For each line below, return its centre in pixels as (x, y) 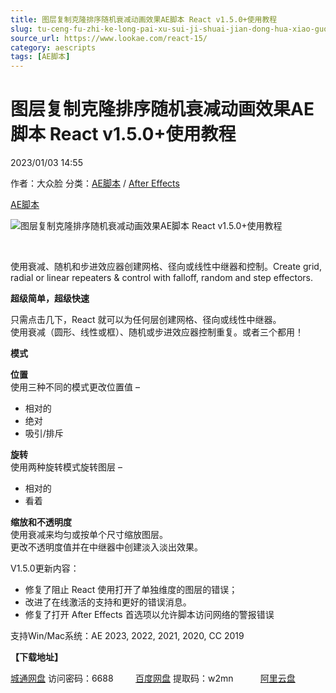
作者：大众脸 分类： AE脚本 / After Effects (95, 183)
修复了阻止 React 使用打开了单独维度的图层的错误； (131, 590)
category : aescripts (53, 47)
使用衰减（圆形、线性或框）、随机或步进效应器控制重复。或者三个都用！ (157, 332)
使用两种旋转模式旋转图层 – (66, 467)
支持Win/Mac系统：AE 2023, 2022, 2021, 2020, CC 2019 (127, 636)
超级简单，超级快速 (50, 298)
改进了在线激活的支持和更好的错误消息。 (108, 602)
